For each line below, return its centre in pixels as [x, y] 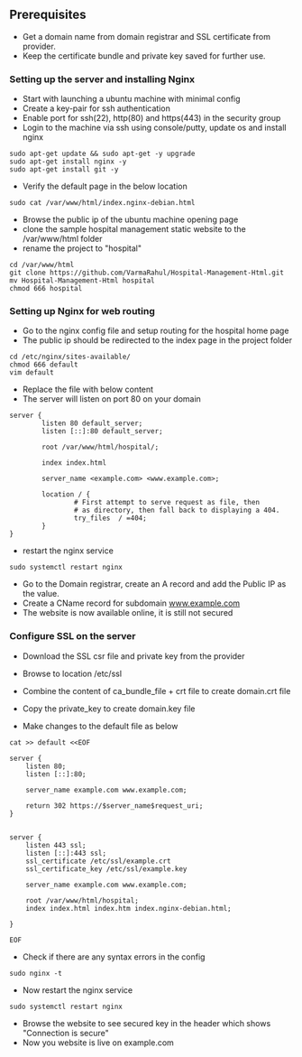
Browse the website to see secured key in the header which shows [146, 1023]
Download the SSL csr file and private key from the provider [133, 656]
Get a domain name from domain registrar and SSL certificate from [146, 36]
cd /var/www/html [42, 265]
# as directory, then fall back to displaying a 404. [177, 510]
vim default [32, 373]
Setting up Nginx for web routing [82, 311]
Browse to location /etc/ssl [72, 673]
